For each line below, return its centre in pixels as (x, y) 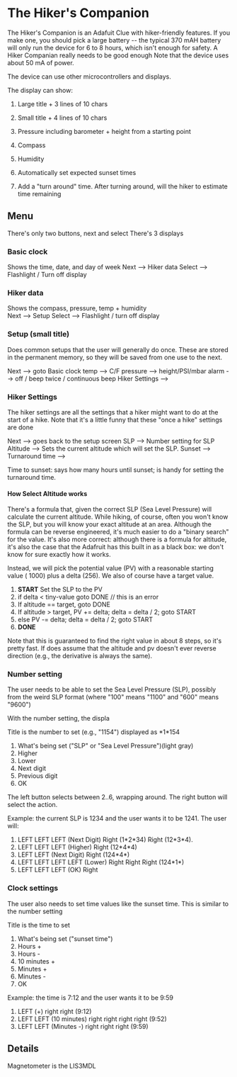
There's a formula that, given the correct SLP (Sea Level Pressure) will (110, 509)
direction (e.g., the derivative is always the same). (80, 656)
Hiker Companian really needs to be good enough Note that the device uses (118, 55)
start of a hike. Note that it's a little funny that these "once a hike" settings (115, 419)
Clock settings (33, 889)
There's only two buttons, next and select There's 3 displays (96, 233)
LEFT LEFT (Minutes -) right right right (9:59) (83, 1026)
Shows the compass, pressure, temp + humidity (77, 308)
